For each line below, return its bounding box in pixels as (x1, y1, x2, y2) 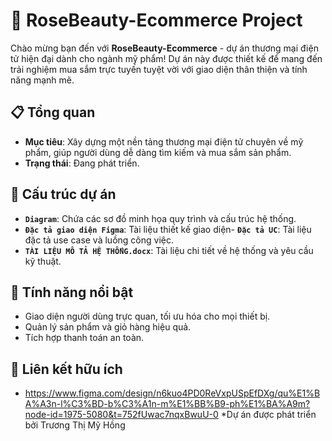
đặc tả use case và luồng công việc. (24, 234, 174, 246)
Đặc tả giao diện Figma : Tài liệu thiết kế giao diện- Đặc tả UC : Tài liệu (24, 223, 312, 235)
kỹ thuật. (24, 255, 62, 267)
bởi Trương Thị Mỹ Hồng (24, 419, 126, 431)
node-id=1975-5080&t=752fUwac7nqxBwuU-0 (24, 409, 219, 421)
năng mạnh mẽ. (10, 74, 75, 86)
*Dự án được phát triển (220, 409, 317, 421)
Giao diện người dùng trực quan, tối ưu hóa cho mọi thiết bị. (24, 310, 271, 323)
